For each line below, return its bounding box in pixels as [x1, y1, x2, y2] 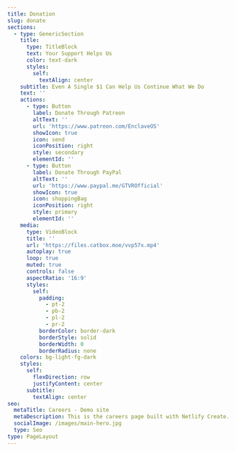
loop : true [26, 255, 59, 262]
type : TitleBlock [26, 43, 78, 50]
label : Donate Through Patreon [33, 109, 125, 116]
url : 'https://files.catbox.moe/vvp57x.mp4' [26, 241, 160, 249]
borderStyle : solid [38, 334, 97, 341]
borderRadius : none [38, 347, 97, 354]
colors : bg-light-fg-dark [20, 354, 97, 361]
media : [20, 222, 40, 229]
